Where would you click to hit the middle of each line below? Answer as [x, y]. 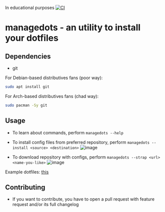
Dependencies [28, 56]
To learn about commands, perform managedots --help [68, 132]
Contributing [25, 187]
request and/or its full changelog [45, 205]
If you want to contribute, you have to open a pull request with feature [83, 199]
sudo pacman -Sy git [26, 105]
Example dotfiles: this [27, 172]
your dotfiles [32, 38]
